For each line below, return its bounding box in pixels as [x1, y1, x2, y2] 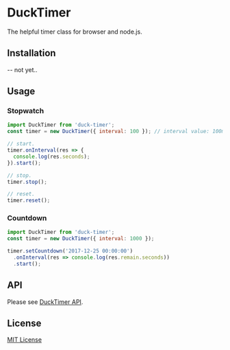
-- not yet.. [7, 65, 38, 73]
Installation [7, 47, 56, 59]
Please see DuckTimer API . [7, 297, 84, 306]
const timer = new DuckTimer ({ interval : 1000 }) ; [7, 235, 155, 242]
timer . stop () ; [7, 178, 48, 185]
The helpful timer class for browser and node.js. [7, 27, 142, 36]
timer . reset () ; [7, 197, 51, 204]
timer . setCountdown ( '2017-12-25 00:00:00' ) [7, 248, 133, 255]
